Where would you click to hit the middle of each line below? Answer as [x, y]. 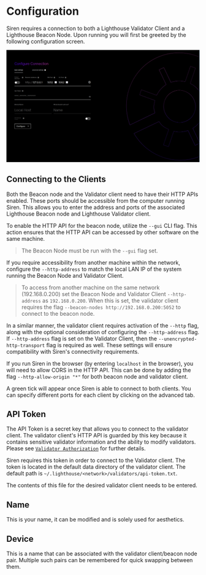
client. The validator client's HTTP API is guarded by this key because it [97, 436]
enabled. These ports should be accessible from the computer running [96, 200]
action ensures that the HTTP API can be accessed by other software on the [103, 232]
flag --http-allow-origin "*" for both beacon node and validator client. [97, 377]
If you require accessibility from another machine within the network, [93, 262]
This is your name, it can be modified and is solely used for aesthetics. [95, 520]
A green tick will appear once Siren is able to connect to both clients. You [99, 388]
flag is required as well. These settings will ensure [109, 345]
